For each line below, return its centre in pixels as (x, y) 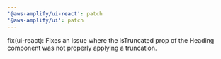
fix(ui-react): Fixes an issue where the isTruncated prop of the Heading (111, 40)
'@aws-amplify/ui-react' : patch (55, 14)
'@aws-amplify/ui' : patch (45, 20)
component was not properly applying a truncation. (82, 48)
